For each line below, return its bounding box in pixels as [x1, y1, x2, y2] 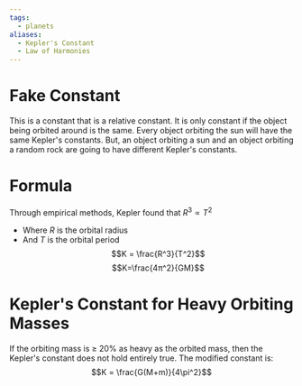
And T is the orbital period [22, 234, 120, 244]
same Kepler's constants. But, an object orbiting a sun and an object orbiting [9, 134, 294, 145]
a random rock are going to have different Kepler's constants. [9, 144, 238, 155]
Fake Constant [9, 86, 121, 106]
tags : [9, 13, 30, 23]
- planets [17, 22, 54, 31]
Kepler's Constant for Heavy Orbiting [9, 294, 294, 314]
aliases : [9, 30, 42, 39]
